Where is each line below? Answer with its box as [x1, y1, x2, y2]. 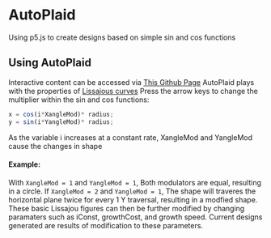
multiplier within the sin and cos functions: [8, 95, 150, 104]
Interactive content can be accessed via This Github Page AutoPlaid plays [8, 77, 255, 87]
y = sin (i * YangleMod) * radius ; [8, 117, 114, 126]
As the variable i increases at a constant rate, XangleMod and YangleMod [8, 132, 253, 142]
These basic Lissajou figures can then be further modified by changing [8, 203, 245, 213]
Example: [8, 159, 41, 169]
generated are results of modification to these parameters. [8, 220, 204, 230]
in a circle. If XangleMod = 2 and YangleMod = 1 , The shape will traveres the [8, 186, 256, 196]
